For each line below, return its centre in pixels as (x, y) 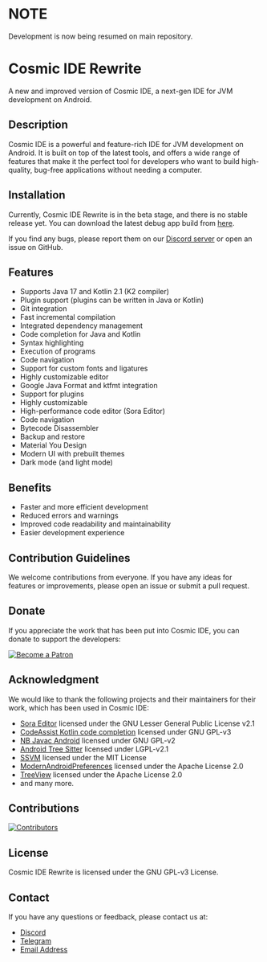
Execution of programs (58, 351)
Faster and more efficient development (84, 507)
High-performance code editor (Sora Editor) (93, 411)
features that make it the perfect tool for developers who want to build (124, 161)
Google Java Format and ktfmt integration (89, 386)
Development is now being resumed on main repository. (101, 36)
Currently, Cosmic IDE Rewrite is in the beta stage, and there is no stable (128, 215)
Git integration (43, 309)
